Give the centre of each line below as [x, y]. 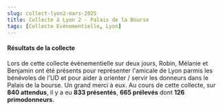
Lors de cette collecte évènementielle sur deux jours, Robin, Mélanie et [108, 63]
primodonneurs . [31, 99]
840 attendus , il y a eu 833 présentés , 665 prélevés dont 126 [96, 92]
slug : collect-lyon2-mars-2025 [52, 13]
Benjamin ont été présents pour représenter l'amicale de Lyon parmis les [110, 70]
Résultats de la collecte [41, 48]
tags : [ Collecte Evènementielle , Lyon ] [64, 26]
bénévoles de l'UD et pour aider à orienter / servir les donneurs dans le [108, 78]
